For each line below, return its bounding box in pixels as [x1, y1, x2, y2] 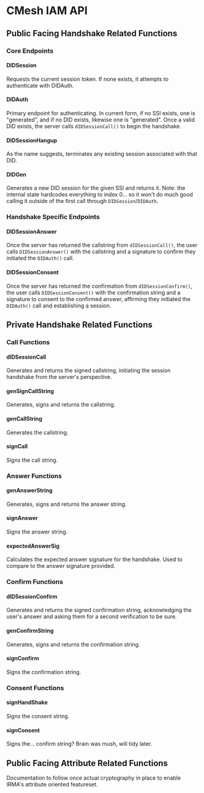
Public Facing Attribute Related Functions [6, 758, 168, 768]
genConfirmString [6, 627, 54, 635]
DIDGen [6, 170, 26, 178]
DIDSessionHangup [6, 136, 58, 144]
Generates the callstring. [6, 429, 69, 436]
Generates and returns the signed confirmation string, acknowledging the [6, 607, 192, 614]
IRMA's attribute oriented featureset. [6, 780, 98, 788]
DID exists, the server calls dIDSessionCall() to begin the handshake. [6, 122, 182, 129]
